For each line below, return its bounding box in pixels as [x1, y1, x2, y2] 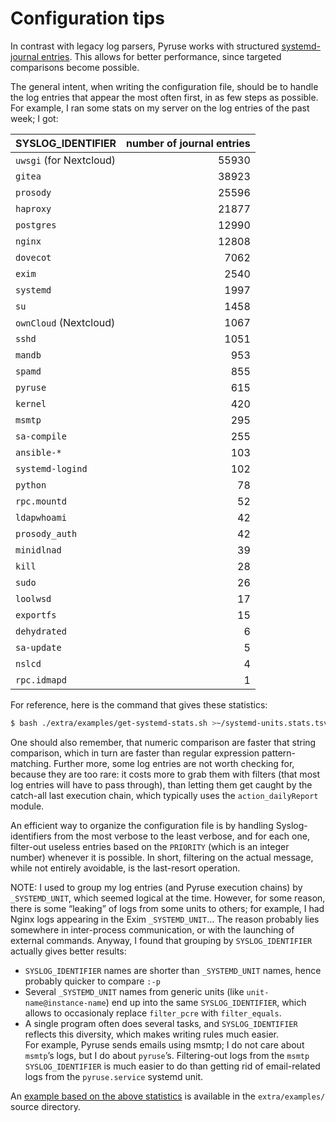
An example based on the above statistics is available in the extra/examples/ [10, 1090, 326, 1102]
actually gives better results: [10, 945, 127, 957]
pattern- [261, 747, 297, 759]
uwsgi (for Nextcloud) [15, 153, 117, 167]
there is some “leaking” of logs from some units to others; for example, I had [10, 902, 325, 914]
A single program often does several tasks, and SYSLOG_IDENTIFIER [24, 1017, 298, 1029]
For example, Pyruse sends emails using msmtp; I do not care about [24, 1038, 305, 1051]
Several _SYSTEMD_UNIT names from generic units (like [24, 985, 245, 997]
